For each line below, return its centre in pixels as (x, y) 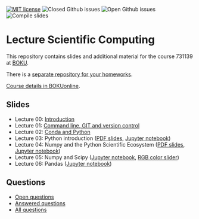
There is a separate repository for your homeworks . (69, 74)
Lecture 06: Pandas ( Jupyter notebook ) (63, 163)
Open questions (34, 197)
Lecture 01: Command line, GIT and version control (77, 125)
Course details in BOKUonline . (43, 86)
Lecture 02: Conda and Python (52, 132)
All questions (31, 209)
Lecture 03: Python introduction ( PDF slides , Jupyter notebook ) (93, 138)
